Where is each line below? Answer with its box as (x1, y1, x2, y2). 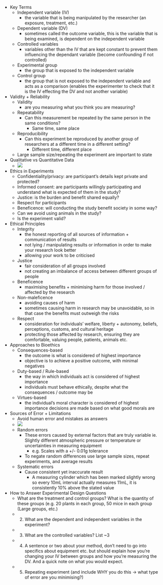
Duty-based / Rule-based (17, 368, 69, 374)
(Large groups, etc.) (17, 506, 58, 512)
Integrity (17, 226, 35, 232)
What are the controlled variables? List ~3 (24, 532, 110, 538)
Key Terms (9, 4, 32, 10)
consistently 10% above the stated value (32, 485, 115, 490)
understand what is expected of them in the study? (17, 189, 121, 195)
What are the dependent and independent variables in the (24, 517, 142, 522)
